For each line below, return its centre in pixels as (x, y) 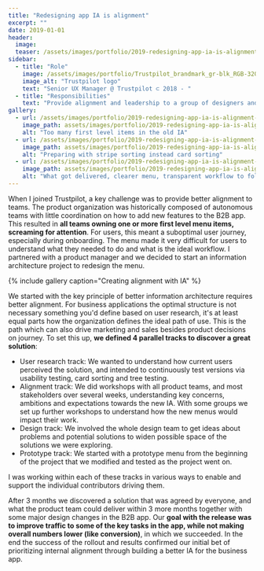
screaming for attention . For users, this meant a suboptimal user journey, (127, 232)
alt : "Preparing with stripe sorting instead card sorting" (123, 154)
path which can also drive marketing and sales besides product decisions (127, 329)
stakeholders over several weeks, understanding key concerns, (122, 395)
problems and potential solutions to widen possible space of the (123, 437)
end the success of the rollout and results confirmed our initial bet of (119, 542)
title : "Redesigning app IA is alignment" (79, 15)
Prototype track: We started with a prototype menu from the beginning (134, 453)
